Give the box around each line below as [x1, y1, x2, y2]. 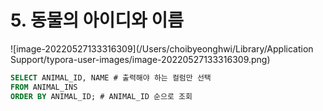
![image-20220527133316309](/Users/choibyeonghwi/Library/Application [10, 42, 314, 55]
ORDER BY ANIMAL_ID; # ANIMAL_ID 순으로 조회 [10, 91, 193, 101]
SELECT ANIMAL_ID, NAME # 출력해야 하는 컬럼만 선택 [10, 72, 212, 83]
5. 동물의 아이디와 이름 [10, 9, 184, 32]
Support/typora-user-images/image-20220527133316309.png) [10, 53, 271, 65]
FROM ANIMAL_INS [10, 82, 78, 92]
